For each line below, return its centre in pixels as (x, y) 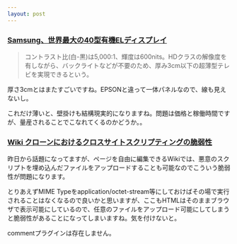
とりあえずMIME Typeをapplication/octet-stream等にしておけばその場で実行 (118, 192)
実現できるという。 (65, 74)
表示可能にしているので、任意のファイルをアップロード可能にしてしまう (125, 209)
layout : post (27, 14)
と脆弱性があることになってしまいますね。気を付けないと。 (94, 218)
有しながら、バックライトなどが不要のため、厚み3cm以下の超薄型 (121, 65)
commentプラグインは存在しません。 (61, 233)
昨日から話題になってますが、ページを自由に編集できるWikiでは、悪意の (112, 159)
